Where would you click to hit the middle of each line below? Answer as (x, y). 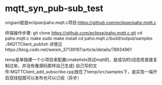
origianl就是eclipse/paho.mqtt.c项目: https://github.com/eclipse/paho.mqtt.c (81, 22)
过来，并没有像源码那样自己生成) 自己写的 (51, 66)
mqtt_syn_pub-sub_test (54, 8)
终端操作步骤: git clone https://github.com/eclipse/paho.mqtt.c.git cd (74, 33)
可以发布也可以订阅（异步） (54, 78)
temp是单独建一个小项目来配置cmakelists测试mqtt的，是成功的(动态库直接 (79, 59)
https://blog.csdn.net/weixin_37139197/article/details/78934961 (68, 50)
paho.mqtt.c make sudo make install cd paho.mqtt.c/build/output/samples (79, 38)
